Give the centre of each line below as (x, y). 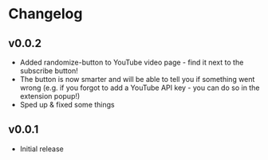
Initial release (41, 149)
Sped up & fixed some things (67, 105)
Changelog (45, 14)
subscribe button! (49, 71)
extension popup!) (50, 96)
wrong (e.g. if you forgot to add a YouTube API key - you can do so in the (140, 88)
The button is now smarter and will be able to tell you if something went (137, 79)
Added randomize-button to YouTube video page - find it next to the (132, 62)
